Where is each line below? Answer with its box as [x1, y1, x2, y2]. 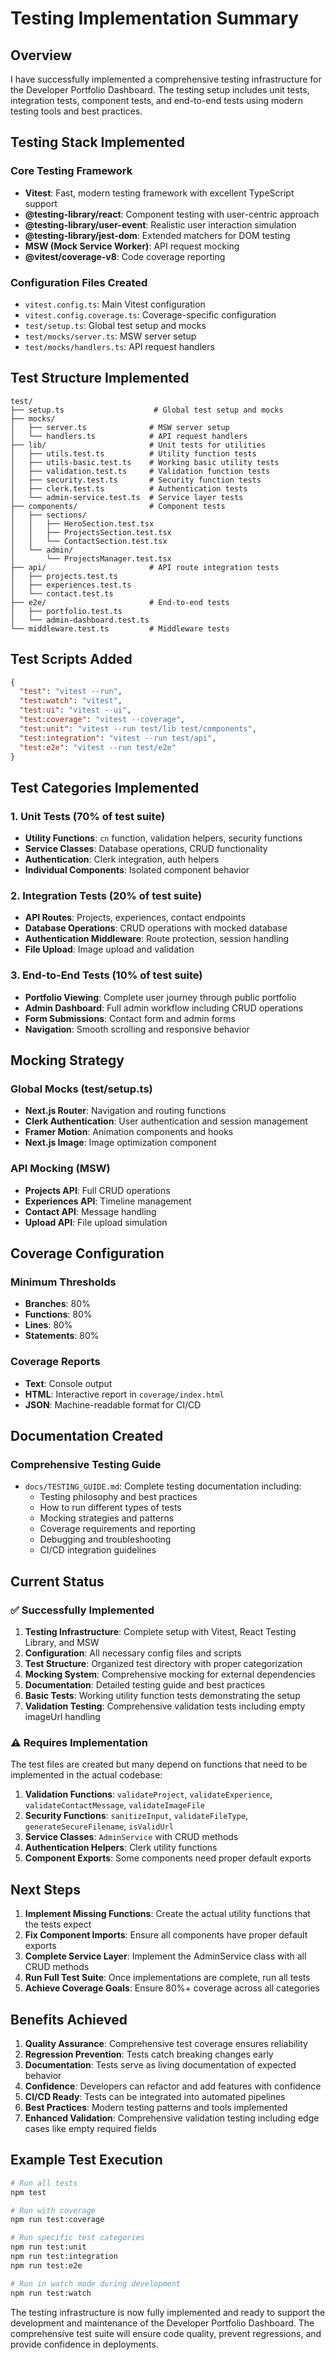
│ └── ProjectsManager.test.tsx [10, 553, 172, 564]
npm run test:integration [10, 2252, 118, 2262]
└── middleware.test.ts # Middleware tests [10, 623, 230, 634]
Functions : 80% [24, 1308, 93, 1321]
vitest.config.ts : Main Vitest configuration [24, 298, 206, 310]
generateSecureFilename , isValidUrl [24, 1820, 174, 1832]
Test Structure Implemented [10, 370, 190, 387]
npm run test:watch [10, 2288, 92, 2298]
